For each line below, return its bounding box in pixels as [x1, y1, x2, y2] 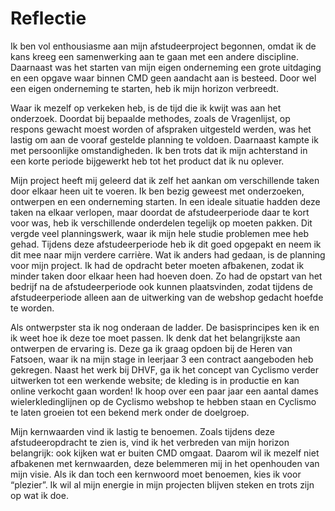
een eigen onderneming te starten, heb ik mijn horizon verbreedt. [10, 82, 279, 94]
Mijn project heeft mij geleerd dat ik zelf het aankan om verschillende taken [10, 174, 320, 186]
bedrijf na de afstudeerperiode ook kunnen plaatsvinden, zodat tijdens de [10, 280, 313, 292]
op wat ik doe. [10, 489, 69, 501]
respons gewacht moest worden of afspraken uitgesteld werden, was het [10, 123, 312, 135]
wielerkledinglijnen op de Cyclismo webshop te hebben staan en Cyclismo [10, 395, 317, 407]
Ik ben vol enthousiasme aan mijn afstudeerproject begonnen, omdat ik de [10, 40, 317, 52]
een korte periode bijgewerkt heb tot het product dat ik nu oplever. [10, 155, 285, 167]
